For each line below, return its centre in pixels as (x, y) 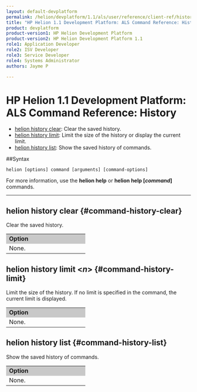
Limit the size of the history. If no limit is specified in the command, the (91, 292)
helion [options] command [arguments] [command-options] (77, 170)
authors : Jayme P (27, 66)
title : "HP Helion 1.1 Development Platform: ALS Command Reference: (93, 22)
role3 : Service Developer (38, 55)
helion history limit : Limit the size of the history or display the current (97, 135)
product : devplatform (33, 28)
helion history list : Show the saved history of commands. (83, 148)
